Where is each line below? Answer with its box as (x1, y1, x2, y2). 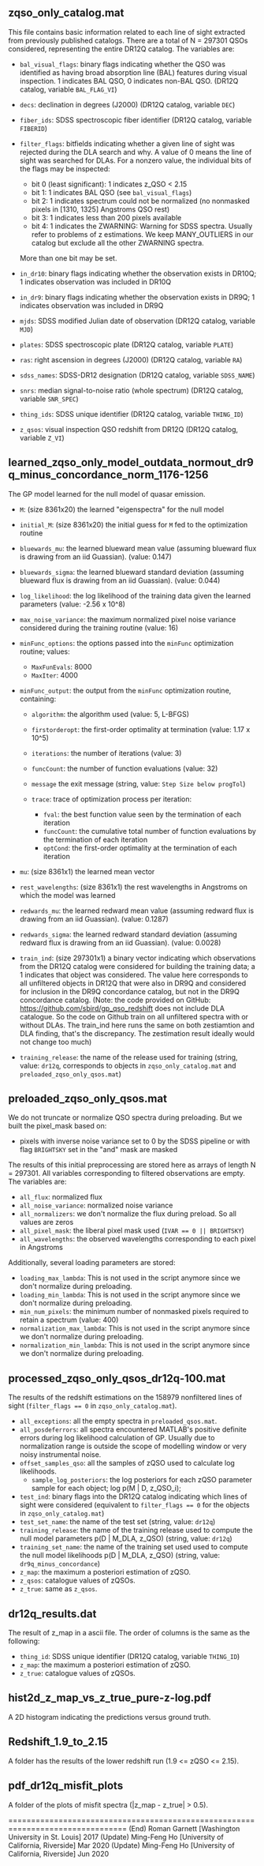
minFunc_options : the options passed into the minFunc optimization (19, 638, 234, 648)
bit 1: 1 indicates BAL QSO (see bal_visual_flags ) (31, 187, 192, 197)
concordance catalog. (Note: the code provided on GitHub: (19, 995, 211, 1004)
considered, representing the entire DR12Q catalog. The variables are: (8, 43, 235, 54)
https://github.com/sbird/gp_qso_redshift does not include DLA (19, 1003, 225, 1013)
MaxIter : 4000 (31, 670, 79, 680)
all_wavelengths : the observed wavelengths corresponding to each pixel (19, 1234, 256, 1244)
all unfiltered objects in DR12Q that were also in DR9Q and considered (19, 978, 247, 988)
